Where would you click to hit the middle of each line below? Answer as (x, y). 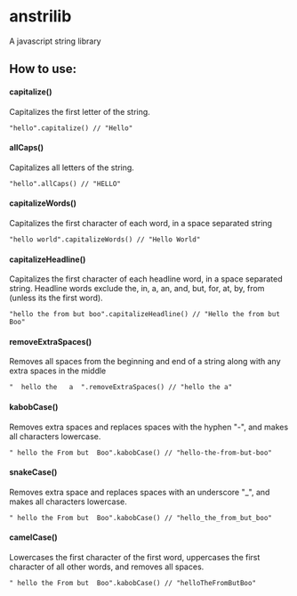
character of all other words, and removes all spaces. (107, 567)
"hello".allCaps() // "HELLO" (65, 184)
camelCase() (33, 537)
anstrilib (40, 16)
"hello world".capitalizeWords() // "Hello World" (105, 239)
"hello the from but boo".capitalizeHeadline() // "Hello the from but (144, 314)
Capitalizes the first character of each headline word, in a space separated (146, 279)
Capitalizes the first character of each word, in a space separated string (141, 223)
